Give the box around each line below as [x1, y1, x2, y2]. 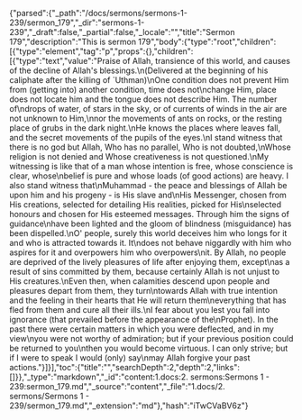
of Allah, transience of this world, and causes [122, 56, 291, 66]
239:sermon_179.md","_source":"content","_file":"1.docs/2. [9, 381, 225, 391]
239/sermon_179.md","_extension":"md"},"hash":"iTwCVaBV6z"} [9, 400, 250, 411]
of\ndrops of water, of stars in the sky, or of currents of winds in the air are [9, 104, 288, 114]
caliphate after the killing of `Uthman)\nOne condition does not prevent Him [9, 75, 289, 85]
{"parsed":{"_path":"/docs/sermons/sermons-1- [9, 8, 188, 18]
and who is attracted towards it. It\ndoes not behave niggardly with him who [9, 238, 292, 248]
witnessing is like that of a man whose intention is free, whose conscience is [9, 161, 294, 171]
